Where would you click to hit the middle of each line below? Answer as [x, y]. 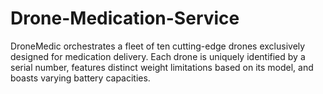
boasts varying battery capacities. [80, 78]
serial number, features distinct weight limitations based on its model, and [162, 67]
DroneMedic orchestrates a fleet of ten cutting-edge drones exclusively [158, 46]
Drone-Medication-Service [125, 18]
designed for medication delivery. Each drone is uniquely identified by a [158, 56]
